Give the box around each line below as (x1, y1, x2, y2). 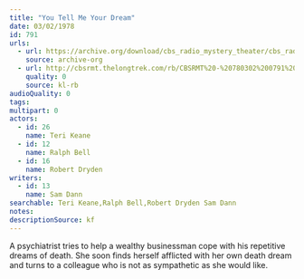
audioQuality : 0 (9, 89, 71, 98)
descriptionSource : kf (9, 215, 95, 225)
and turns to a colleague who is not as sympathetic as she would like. (9, 259, 269, 270)
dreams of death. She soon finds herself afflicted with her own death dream (9, 250, 292, 261)
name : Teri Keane (25, 131, 91, 140)
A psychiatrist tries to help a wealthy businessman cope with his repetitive (9, 240, 286, 251)
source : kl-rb (25, 81, 79, 90)
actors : (9, 114, 39, 123)
